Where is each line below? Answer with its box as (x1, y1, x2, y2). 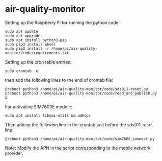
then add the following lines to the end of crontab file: (5, 77, 114, 83)
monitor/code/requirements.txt (5, 50, 69, 55)
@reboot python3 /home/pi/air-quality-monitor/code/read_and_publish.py (5, 91, 157, 96)
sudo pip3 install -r (5, 46, 50, 51)
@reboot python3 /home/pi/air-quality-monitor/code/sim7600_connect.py (5, 136, 155, 141)
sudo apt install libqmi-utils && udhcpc (5, 113, 91, 118)
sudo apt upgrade (5, 33, 41, 38)
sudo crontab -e (5, 69, 38, 73)
